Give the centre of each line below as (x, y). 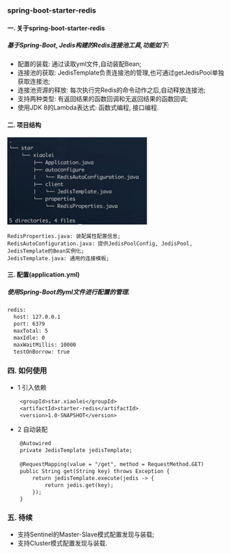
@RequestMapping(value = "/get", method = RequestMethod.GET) (112, 464)
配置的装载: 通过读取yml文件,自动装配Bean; (79, 64)
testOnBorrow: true (42, 352)
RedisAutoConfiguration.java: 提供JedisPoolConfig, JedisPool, (100, 244)
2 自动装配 (32, 429)
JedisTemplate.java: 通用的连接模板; (58, 258)
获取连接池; (34, 82)
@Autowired (36, 443)
